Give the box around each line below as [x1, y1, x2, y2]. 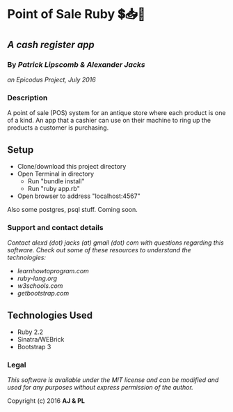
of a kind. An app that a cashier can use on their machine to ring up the [7, 116, 211, 125]
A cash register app [7, 38, 95, 50]
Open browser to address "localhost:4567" [17, 192, 140, 200]
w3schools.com [17, 282, 63, 290]
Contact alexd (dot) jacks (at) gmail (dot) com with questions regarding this [7, 238, 224, 247]
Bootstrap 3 [17, 343, 51, 351]
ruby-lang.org [17, 274, 58, 283]
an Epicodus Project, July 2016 [7, 75, 96, 84]
